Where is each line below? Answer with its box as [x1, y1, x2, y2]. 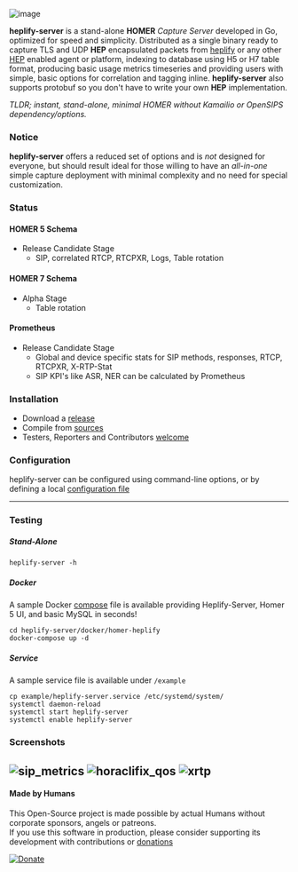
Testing [9, 514, 43, 527]
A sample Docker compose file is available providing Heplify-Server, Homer [9, 599, 286, 610]
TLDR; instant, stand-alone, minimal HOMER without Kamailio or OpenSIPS [9, 99, 284, 110]
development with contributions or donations [9, 836, 174, 847]
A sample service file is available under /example [9, 675, 186, 686]
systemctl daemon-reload [9, 700, 101, 709]
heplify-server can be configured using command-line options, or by [9, 474, 260, 485]
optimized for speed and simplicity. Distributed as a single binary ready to [9, 36, 278, 45]
